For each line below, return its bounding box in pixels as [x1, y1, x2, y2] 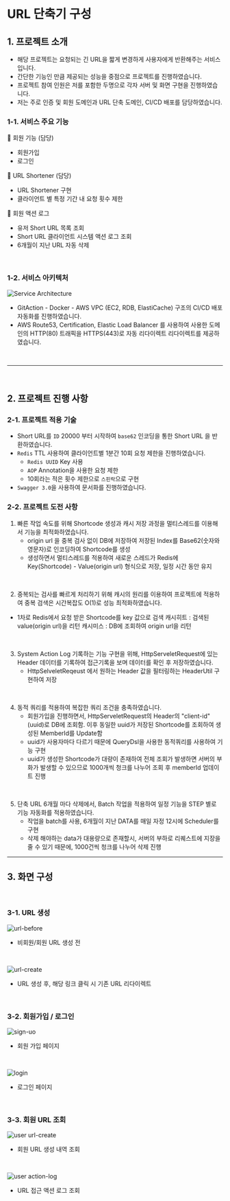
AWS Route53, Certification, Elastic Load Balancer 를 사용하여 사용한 [16, 320, 207, 329]
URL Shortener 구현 [16, 186, 72, 194]
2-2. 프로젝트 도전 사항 [7, 502, 78, 512]
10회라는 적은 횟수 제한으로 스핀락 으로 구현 [27, 475, 139, 483]
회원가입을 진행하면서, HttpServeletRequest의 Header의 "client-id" [27, 712, 211, 720]
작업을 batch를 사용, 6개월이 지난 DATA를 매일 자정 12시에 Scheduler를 [27, 817, 219, 825]
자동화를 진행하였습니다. [16, 312, 82, 320]
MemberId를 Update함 [40, 729, 103, 737]
